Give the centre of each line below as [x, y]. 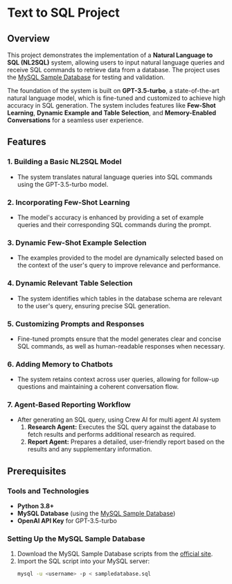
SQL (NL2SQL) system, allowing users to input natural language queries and [116, 62]
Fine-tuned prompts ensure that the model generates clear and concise [119, 339]
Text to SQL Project [63, 13]
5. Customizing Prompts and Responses [76, 324]
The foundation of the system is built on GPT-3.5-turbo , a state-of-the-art [113, 91]
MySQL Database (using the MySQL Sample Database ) [96, 514]
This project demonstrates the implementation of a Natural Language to [110, 55]
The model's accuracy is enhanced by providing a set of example [110, 217]
